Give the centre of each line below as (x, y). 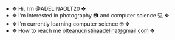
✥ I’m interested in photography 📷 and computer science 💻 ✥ (91, 15)
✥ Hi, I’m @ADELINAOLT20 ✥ (49, 9)
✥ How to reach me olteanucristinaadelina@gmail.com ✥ (83, 30)
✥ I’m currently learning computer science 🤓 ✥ (71, 24)
